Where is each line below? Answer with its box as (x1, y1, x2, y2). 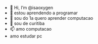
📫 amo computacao (9, 26, 52, 32)
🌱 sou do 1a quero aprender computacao (9, 15, 93, 21)
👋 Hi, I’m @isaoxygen (9, 5, 53, 10)
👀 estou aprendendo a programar (9, 10, 78, 16)
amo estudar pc (9, 33, 42, 39)
